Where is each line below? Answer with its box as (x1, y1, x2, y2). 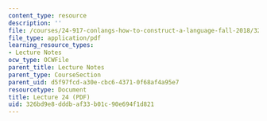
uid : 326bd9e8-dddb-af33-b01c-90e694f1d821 (8, 100, 155, 108)
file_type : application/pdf (8, 33, 102, 42)
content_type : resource (8, 11, 87, 20)
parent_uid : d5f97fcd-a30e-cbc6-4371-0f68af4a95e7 (8, 78, 180, 86)
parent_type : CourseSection (8, 71, 102, 79)
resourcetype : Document (8, 85, 87, 94)
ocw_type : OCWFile (8, 57, 69, 64)
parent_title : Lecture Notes (8, 64, 105, 72)
